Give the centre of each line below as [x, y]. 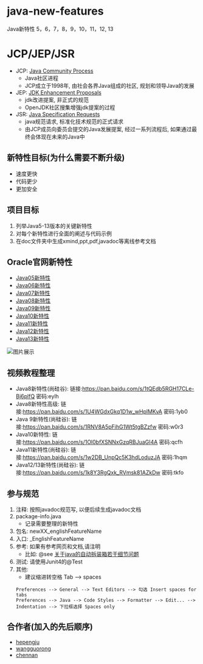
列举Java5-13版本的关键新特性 [54, 226]
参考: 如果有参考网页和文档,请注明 [58, 546]
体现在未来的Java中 [60, 137]
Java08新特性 [33, 301]
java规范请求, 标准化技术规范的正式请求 [74, 121]
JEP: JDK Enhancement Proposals [59, 92]
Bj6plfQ [25, 396]
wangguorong [33, 648]
